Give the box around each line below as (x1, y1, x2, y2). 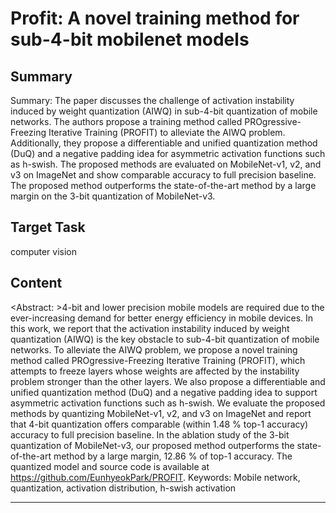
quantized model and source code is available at (10, 460, 210, 472)
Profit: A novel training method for (10, 7, 300, 30)
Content (10, 275, 63, 292)
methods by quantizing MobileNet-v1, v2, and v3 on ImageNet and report (10, 407, 312, 419)
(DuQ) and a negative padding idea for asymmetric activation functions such (10, 148, 326, 159)
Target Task (10, 219, 86, 236)
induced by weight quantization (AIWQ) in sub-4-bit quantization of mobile (10, 105, 318, 117)
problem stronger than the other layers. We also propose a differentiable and (10, 375, 326, 387)
